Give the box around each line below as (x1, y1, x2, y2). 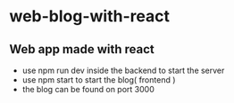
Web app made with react (9, 42, 155, 57)
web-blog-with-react (9, 6, 170, 27)
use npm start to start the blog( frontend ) (21, 75, 176, 85)
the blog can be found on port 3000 (21, 84, 155, 94)
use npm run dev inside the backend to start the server (21, 65, 225, 75)
